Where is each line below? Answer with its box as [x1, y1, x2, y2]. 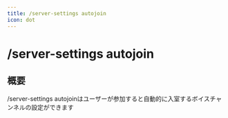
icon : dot [7, 16, 36, 23]
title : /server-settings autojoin [7, 10, 107, 17]
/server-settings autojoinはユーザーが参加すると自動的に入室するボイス [7, 94, 211, 103]
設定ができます [30, 103, 74, 111]
